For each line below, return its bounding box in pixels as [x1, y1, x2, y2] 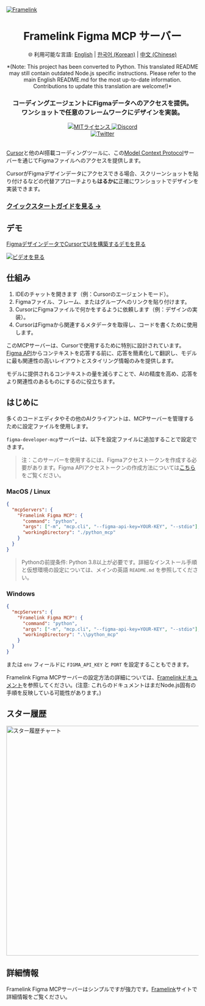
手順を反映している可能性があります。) [6, 689, 102, 696]
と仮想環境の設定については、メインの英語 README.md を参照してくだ [21, 566, 193, 573]
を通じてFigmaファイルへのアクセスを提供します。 [16, 157, 145, 164]
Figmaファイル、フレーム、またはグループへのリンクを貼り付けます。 [15, 298, 190, 305]
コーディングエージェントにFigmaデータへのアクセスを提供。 [12, 99, 193, 107]
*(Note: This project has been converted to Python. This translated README [6, 62, 199, 70]
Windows [6, 589, 35, 598]
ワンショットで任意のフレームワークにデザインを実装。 [21, 108, 184, 116]
